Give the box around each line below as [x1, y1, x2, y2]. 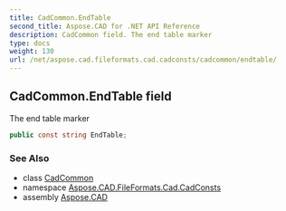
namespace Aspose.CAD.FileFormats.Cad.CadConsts [22, 182, 222, 193]
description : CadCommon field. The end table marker [9, 30, 213, 39]
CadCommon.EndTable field [9, 89, 172, 104]
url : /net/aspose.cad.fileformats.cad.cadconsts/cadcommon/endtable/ [9, 55, 278, 64]
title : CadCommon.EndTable [9, 13, 111, 23]
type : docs [9, 38, 51, 48]
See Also [9, 151, 50, 164]
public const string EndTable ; [9, 130, 128, 139]
